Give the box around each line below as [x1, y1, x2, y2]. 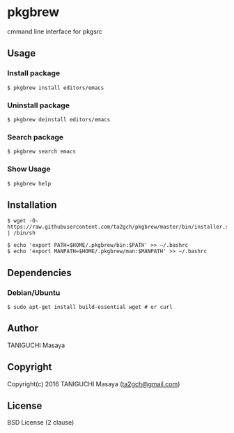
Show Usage [7, 165, 51, 174]
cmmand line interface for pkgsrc [7, 27, 103, 36]
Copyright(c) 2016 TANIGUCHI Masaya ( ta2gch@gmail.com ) [7, 379, 180, 388]
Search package [7, 132, 64, 142]
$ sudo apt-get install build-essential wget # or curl [7, 304, 173, 311]
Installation [7, 199, 57, 211]
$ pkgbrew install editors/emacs [7, 84, 104, 91]
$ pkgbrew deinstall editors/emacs [7, 116, 111, 123]
